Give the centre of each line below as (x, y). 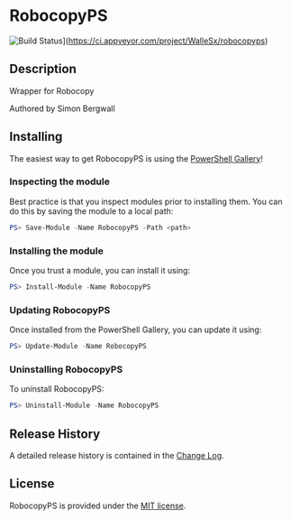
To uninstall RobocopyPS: (57, 389)
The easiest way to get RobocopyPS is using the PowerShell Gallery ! (136, 158)
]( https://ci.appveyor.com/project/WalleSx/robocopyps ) (165, 41)
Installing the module (56, 251)
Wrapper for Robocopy (52, 90)
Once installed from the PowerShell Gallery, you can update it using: (136, 330)
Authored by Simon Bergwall (62, 108)
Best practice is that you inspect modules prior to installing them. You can (146, 201)
